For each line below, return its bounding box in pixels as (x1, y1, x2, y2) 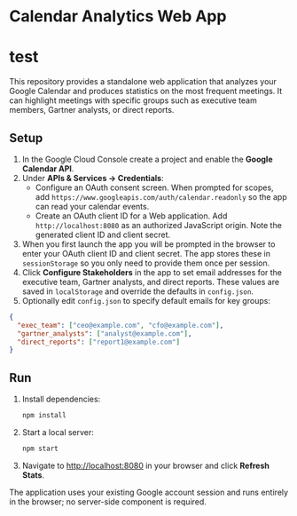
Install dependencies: (21, 393, 101, 405)
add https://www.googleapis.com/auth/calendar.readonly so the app (35, 191, 287, 202)
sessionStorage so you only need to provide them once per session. (21, 258, 270, 268)
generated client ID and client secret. (35, 229, 171, 240)
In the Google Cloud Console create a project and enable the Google (21, 154, 273, 164)
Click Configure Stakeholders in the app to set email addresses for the (21, 266, 282, 277)
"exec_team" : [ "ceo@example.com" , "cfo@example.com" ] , (17, 321, 224, 329)
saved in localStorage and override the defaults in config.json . (21, 286, 254, 297)
